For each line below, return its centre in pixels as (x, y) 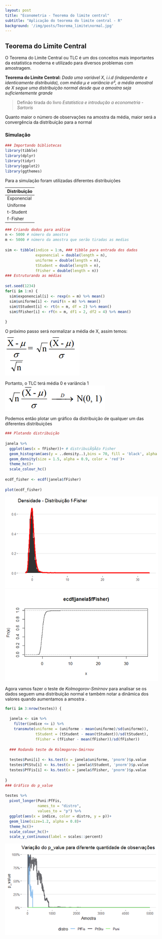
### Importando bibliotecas (33, 146)
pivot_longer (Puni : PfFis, (36, 801)
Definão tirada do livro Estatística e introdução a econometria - (80, 103)
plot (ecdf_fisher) (24, 490)
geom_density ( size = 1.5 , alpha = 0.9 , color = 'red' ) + (67, 459)
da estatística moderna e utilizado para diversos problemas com (69, 63)
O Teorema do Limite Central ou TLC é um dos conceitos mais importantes (80, 58)
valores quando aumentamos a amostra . (46, 699)
